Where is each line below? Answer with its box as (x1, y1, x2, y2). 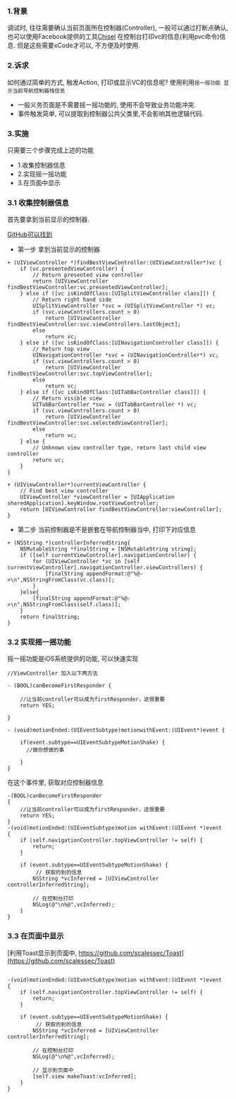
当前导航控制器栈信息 (12, 87, 66, 94)
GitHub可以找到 (7, 231, 53, 239)
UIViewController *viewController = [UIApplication (20, 493, 175, 501)
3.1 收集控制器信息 (7, 197, 69, 207)
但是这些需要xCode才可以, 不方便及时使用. (16, 41, 140, 50)
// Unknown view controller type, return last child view (32, 444, 206, 452)
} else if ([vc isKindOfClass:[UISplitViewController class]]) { (20, 290, 216, 297)
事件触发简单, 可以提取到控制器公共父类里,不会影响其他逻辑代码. (17, 109, 204, 118)
